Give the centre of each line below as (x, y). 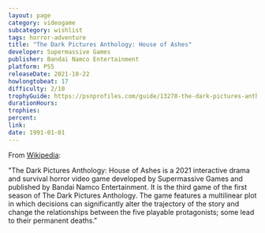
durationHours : (33, 103)
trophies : (24, 111)
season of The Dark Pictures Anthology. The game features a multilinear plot (132, 195)
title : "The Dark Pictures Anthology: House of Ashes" (100, 45)
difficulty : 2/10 (37, 89)
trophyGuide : (30, 96)
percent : (22, 118)
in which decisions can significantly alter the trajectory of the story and (124, 203)
